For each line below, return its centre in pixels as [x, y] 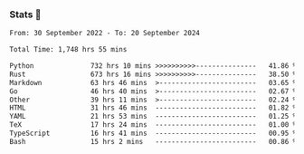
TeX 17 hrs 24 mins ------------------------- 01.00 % [153, 125]
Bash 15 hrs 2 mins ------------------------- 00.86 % [153, 141]
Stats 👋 [25, 14]
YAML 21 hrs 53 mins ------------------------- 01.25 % [153, 117]
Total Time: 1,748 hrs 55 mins [68, 50]
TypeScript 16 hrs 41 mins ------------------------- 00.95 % [153, 134]
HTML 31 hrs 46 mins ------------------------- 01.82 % [153, 108]
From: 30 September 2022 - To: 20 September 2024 [105, 34]
